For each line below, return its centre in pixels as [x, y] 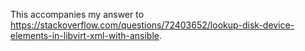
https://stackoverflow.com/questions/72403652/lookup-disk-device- [152, 25]
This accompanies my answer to [77, 14]
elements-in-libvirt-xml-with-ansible [85, 35]
